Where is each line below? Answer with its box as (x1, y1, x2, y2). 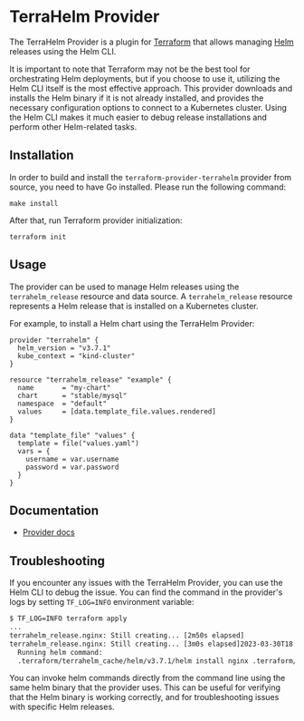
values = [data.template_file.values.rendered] (17, 406, 217, 416)
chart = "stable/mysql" (17, 391, 128, 400)
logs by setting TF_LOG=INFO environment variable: (9, 597, 195, 608)
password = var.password (25, 463, 119, 472)
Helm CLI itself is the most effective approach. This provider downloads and (9, 83, 293, 93)
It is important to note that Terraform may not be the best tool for (9, 63, 251, 74)
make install (9, 199, 59, 208)
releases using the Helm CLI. (9, 45, 117, 56)
